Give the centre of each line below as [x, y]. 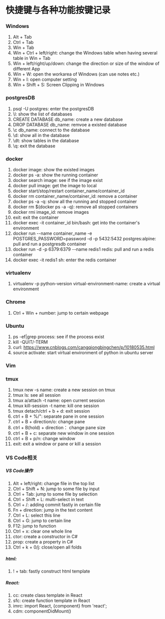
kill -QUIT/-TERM [30, 342]
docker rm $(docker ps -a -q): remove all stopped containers [76, 207]
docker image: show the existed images [54, 170]
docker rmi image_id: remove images [51, 212]
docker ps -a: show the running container [56, 175]
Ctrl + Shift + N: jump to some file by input [56, 489]
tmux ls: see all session [37, 395]
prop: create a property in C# [43, 542]
